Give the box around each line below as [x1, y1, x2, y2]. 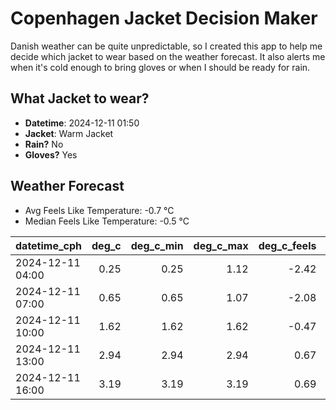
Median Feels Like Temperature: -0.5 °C [24, 215, 190, 227]
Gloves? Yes [24, 148, 78, 161]
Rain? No [24, 138, 64, 150]
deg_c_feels [258, 238, 317, 252]
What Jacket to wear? [10, 90, 150, 107]
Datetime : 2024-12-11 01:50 [24, 117, 140, 129]
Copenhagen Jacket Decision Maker [10, 7, 318, 30]
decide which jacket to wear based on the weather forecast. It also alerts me [10, 50, 326, 62]
